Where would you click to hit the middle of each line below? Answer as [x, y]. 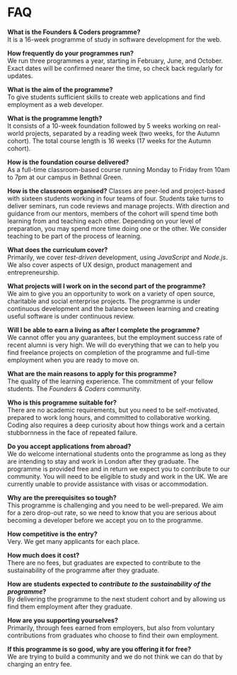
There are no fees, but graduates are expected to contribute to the [104, 562]
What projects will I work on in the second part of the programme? [106, 286]
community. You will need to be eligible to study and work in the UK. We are [118, 476]
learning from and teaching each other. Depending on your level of [104, 221]
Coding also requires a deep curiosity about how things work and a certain [116, 425]
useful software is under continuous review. [71, 316]
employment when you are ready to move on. [74, 360]
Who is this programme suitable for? [62, 402]
